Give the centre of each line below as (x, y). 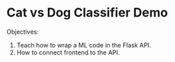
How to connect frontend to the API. (68, 52)
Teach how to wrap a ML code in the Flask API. (84, 45)
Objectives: (23, 32)
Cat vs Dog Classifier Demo (87, 13)
